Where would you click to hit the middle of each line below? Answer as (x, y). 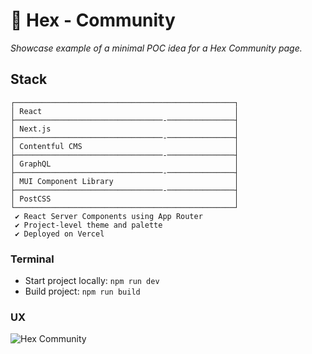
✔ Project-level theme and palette (88, 225)
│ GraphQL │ (125, 164)
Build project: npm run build (82, 291)
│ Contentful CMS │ (125, 146)
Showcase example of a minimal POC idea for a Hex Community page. (156, 48)
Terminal (32, 259)
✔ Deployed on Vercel (59, 234)
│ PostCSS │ (125, 199)
